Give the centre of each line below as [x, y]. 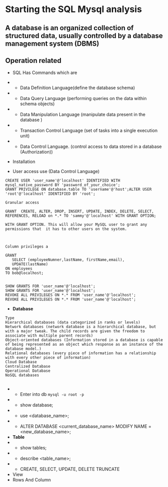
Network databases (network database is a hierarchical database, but [81, 327]
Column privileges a [27, 247]
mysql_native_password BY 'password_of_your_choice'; [63, 185]
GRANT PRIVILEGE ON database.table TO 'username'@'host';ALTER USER [78, 190]
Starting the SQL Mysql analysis [74, 9]
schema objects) [37, 104]
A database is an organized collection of [70, 28]
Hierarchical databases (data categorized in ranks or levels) [73, 322]
